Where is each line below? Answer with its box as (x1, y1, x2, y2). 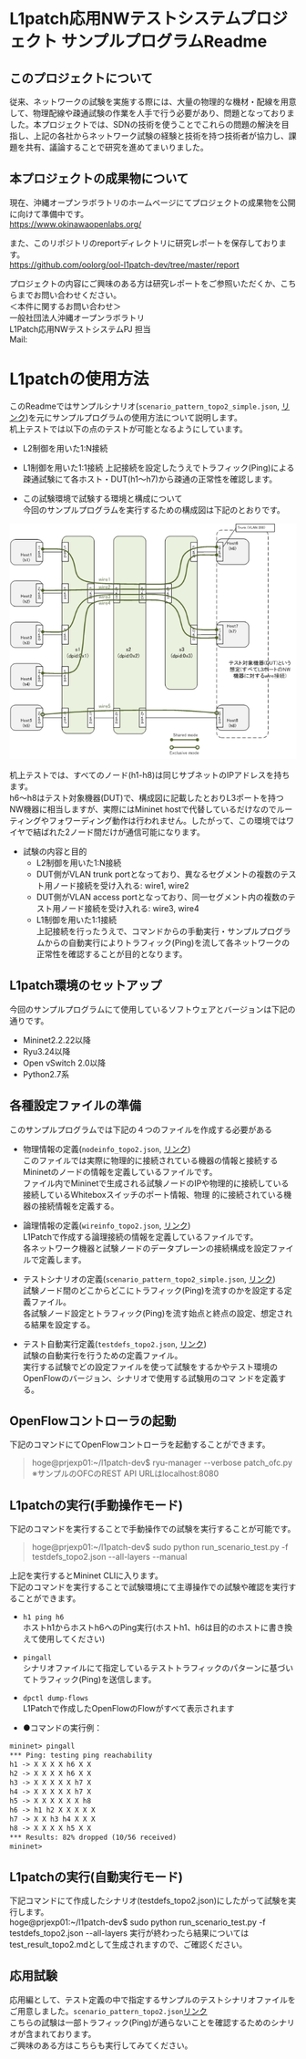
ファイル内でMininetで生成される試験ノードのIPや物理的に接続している (22, 1178, 290, 1189)
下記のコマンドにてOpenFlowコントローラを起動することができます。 (9, 1439, 270, 1451)
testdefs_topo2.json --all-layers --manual (31, 1552, 188, 1563)
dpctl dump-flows (22, 1694, 89, 1703)
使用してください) (38, 1634, 106, 1645)
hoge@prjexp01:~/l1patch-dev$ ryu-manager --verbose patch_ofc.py (31, 1457, 293, 1469)
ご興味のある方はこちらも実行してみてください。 (9, 2040, 193, 2051)
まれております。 (33, 2028, 97, 2039)
